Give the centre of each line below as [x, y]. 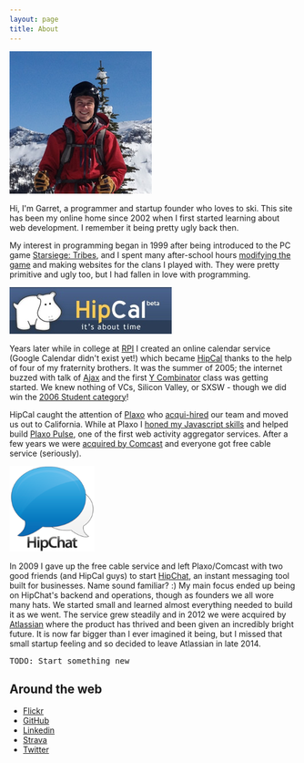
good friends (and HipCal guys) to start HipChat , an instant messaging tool [149, 575]
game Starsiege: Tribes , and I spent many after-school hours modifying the [150, 254]
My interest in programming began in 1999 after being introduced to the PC [150, 245]
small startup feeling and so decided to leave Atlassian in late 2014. [135, 644]
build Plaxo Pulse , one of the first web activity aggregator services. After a [149, 434]
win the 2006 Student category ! [69, 397]
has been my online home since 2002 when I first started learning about [145, 218]
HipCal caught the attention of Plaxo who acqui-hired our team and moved [149, 414]
